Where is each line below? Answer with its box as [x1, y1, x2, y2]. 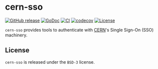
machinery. [5, 32, 28, 38]
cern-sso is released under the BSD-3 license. [5, 59, 95, 65]
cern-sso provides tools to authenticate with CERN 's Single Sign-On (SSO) [5, 27, 154, 33]
